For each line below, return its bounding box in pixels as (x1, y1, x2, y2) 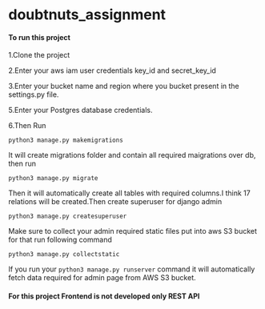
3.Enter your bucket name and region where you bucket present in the (8, 82, 240, 91)
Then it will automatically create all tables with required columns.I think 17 (8, 188, 251, 198)
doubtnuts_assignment (8, 6, 167, 24)
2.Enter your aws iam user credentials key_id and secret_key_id (8, 66, 216, 75)
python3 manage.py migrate (8, 175, 98, 183)
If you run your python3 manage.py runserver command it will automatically (8, 264, 255, 274)
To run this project (8, 32, 70, 42)
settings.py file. (8, 90, 59, 99)
